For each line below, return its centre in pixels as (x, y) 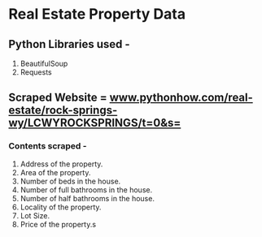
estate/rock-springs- (63, 110)
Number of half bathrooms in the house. (87, 198)
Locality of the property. (61, 207)
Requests (36, 72)
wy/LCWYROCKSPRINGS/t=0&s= (95, 123)
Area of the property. (55, 172)
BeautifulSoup (44, 63)
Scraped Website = (58, 98)
